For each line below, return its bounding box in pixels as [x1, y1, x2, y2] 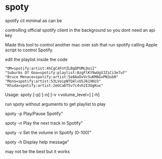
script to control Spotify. [5, 47, 54, 53]
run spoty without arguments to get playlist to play [5, 101, 106, 107]
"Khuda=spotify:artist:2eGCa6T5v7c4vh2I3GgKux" [5, 83, 104, 88]
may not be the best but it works [5, 148, 70, 154]
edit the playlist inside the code [5, 56, 68, 62]
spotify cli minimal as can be [5, 18, 62, 23]
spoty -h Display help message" [5, 139, 70, 145]
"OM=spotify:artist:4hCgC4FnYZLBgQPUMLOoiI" [5, 66, 97, 71]
